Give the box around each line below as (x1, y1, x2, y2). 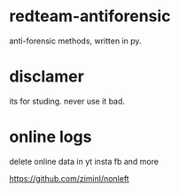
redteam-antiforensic (9, 6, 171, 27)
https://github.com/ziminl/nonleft (9, 173, 130, 183)
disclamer (9, 66, 84, 87)
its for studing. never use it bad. (9, 96, 126, 106)
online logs (9, 127, 92, 147)
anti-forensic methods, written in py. (9, 35, 142, 46)
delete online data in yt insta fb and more (9, 156, 160, 166)
